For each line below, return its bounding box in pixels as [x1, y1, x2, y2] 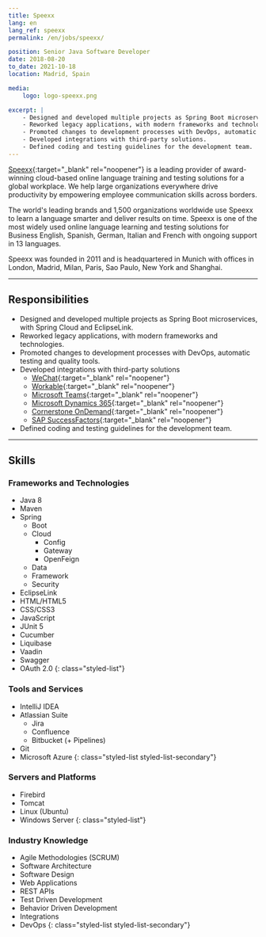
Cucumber [19, 630, 55, 640]
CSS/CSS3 [19, 605, 55, 615]
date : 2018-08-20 [8, 55, 66, 63]
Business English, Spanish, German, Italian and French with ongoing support [8, 230, 257, 240]
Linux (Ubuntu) [19, 806, 69, 816]
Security [31, 580, 59, 589]
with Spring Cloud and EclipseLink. [19, 322, 134, 332]
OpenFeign [43, 554, 80, 564]
